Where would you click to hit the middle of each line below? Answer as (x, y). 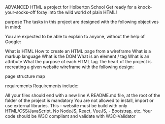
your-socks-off (20, 12)
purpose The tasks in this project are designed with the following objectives (82, 22)
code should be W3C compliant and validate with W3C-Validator (70, 116)
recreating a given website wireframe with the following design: (69, 67)
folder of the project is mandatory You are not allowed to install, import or (79, 100)
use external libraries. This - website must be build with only (66, 106)
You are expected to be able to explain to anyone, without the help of (75, 37)
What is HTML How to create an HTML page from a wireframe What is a (78, 51)
